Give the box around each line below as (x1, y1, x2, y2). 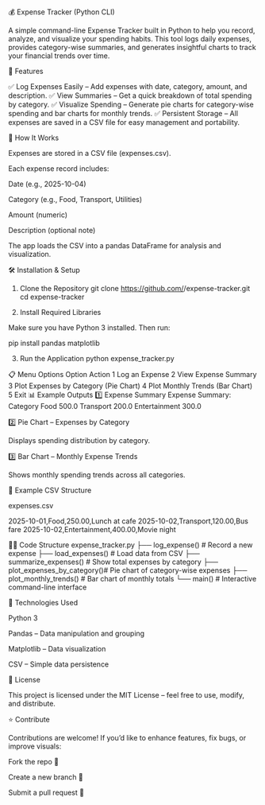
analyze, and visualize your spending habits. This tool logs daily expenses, (8, 34, 252, 43)
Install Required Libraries (19, 308, 102, 317)
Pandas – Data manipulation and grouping (8, 628, 145, 638)
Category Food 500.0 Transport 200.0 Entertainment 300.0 (8, 402, 202, 410)
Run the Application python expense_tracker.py (19, 354, 175, 363)
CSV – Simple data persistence (8, 659, 109, 669)
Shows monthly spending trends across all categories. (8, 470, 186, 480)
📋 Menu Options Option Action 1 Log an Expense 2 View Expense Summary (8, 370, 257, 379)
